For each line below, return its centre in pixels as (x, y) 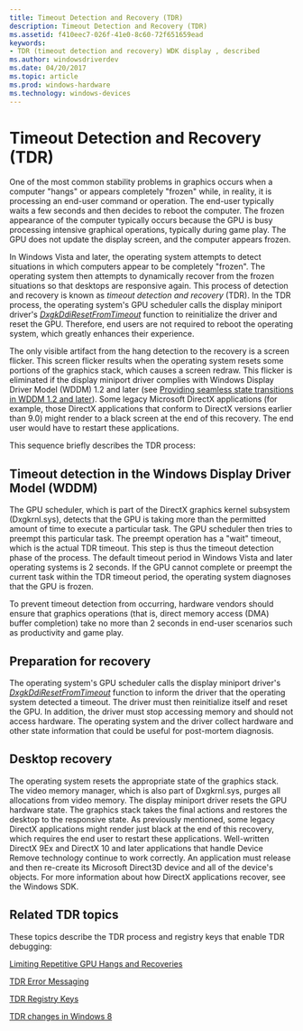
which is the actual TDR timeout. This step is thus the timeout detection (142, 548)
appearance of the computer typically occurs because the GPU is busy (141, 220)
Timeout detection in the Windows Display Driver (150, 474)
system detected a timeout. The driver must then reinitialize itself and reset (149, 702)
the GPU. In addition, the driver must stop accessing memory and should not (151, 712)
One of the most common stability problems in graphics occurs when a (141, 182)
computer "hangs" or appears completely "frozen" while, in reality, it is (141, 191)
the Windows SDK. (44, 887)
